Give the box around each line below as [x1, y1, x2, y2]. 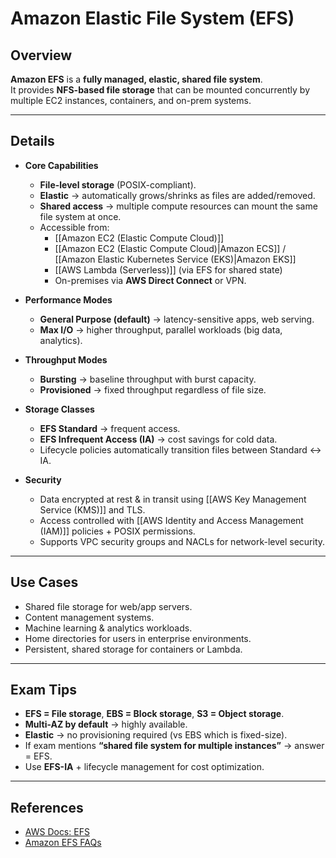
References [10, 799, 84, 816]
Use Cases [10, 574, 79, 591]
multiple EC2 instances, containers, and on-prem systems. [10, 95, 252, 106]
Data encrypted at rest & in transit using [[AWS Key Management [39, 493, 307, 505]
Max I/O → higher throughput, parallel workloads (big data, [39, 323, 283, 336]
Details [10, 133, 55, 150]
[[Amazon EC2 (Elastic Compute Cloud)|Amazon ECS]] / [54, 242, 287, 254]
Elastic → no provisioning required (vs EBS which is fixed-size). [24, 729, 288, 741]
